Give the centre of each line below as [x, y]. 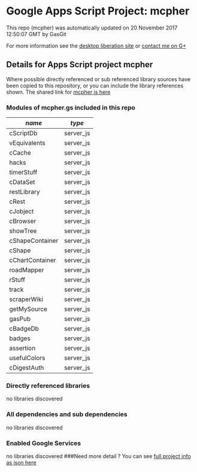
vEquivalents [27, 143]
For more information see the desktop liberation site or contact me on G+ [96, 46]
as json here [22, 462]
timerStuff [23, 173]
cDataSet [22, 182]
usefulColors [27, 358]
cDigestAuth [27, 368]
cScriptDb [23, 133]
